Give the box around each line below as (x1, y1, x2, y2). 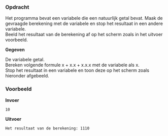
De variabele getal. (5, 57, 45, 63)
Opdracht (5, 4, 29, 11)
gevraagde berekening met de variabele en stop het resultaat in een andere (5, 20, 163, 26)
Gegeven (5, 47, 25, 53)
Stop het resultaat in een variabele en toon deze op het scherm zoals (5, 67, 150, 73)
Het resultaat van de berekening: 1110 (5, 126, 90, 131)
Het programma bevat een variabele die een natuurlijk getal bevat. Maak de (5, 15, 163, 21)
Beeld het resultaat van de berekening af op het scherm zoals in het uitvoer (5, 32, 163, 38)
